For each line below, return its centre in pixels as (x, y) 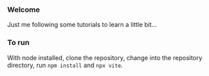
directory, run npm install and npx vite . (65, 65)
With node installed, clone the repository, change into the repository (105, 57)
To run (18, 43)
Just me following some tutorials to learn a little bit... (82, 25)
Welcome (24, 10)
